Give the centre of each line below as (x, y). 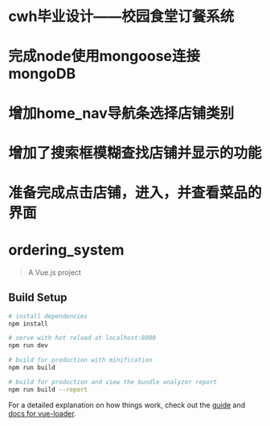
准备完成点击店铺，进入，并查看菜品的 (135, 193)
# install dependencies (48, 316)
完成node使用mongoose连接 (104, 56)
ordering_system (66, 250)
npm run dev (28, 346)
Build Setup (38, 298)
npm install (28, 324)
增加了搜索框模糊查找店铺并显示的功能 (135, 153)
